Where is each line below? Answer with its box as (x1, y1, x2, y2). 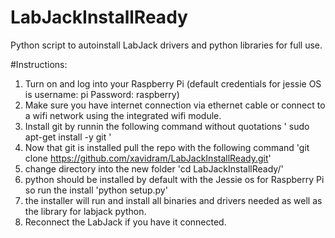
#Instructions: (10, 58, 68, 70)
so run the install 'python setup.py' (24, 184, 168, 196)
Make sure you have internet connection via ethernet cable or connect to (24, 99, 326, 111)
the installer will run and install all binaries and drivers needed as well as (24, 194, 323, 206)
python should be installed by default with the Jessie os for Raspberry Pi (24, 173, 325, 185)
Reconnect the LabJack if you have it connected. (24, 216, 227, 228)
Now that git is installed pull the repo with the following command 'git (24, 141, 310, 153)
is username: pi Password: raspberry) (24, 88, 180, 100)
